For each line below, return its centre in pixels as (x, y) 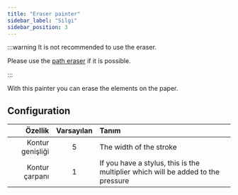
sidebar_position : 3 (38, 27)
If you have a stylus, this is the (149, 163)
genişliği (35, 152)
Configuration (39, 111)
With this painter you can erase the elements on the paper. (93, 89)
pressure (114, 181)
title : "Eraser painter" (44, 14)
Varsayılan (74, 130)
